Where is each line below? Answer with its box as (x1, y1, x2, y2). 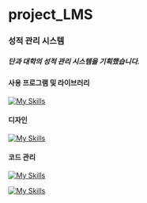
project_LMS (8, 6, 93, 24)
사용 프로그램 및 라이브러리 (8, 78, 90, 88)
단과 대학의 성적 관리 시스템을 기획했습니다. (8, 56, 140, 66)
